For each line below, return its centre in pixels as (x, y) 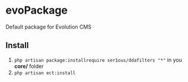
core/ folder (29, 66)
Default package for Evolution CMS (49, 27)
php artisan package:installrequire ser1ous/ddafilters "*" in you (98, 59)
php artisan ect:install (45, 73)
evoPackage (37, 10)
